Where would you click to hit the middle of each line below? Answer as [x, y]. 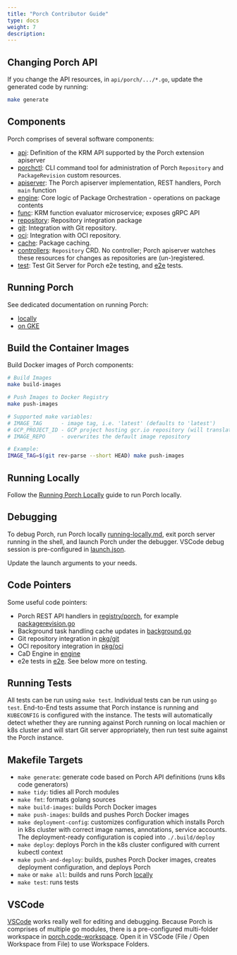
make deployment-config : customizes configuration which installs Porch [121, 822]
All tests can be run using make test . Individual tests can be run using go [112, 700]
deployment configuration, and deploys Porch [84, 867]
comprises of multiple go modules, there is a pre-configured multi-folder [113, 929]
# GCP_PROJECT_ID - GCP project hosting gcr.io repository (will [105, 430]
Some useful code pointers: [48, 602]
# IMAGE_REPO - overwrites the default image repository [99, 436]
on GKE [29, 325]
